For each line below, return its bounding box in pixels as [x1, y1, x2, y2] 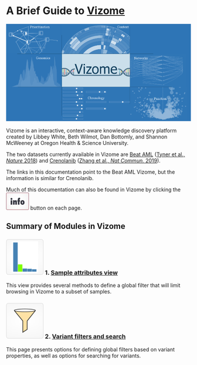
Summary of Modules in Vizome [6, 221, 126, 231]
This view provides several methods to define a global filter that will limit [6, 282, 181, 289]
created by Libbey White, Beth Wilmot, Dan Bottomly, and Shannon [6, 133, 168, 140]
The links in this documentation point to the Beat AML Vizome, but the [6, 168, 175, 175]
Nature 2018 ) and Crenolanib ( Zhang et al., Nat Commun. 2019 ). [6, 157, 161, 164]
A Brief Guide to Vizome [6, 4, 125, 18]
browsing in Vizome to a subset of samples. [6, 288, 112, 295]
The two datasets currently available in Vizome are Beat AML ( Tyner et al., [6, 151, 185, 158]
